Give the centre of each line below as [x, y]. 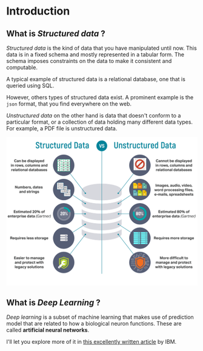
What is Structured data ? [56, 34]
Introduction [38, 11]
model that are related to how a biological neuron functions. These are [94, 324]
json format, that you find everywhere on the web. [69, 104]
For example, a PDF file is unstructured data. [62, 128]
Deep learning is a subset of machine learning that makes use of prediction [100, 317]
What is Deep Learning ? [54, 302]
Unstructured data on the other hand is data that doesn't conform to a [94, 115]
